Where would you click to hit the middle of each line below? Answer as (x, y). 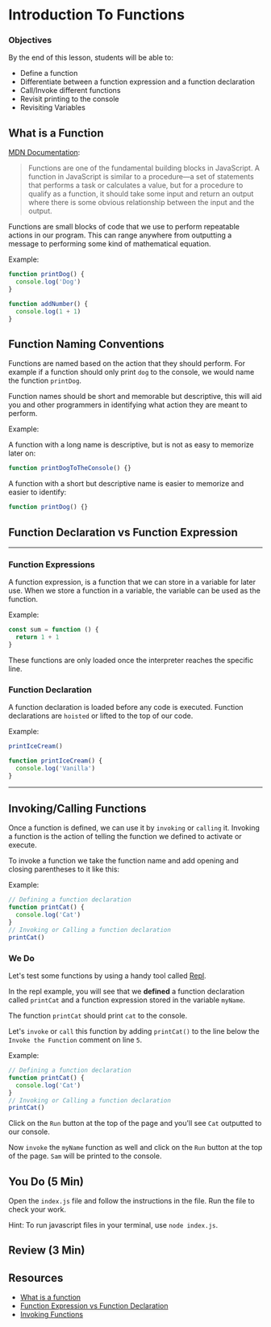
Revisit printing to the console (69, 99)
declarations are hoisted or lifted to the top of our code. (101, 716)
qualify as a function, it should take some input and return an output (141, 194)
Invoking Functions (51, 1315)
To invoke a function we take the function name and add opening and (124, 861)
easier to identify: (38, 492)
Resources (36, 1278)
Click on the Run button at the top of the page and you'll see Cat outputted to (135, 1123)
